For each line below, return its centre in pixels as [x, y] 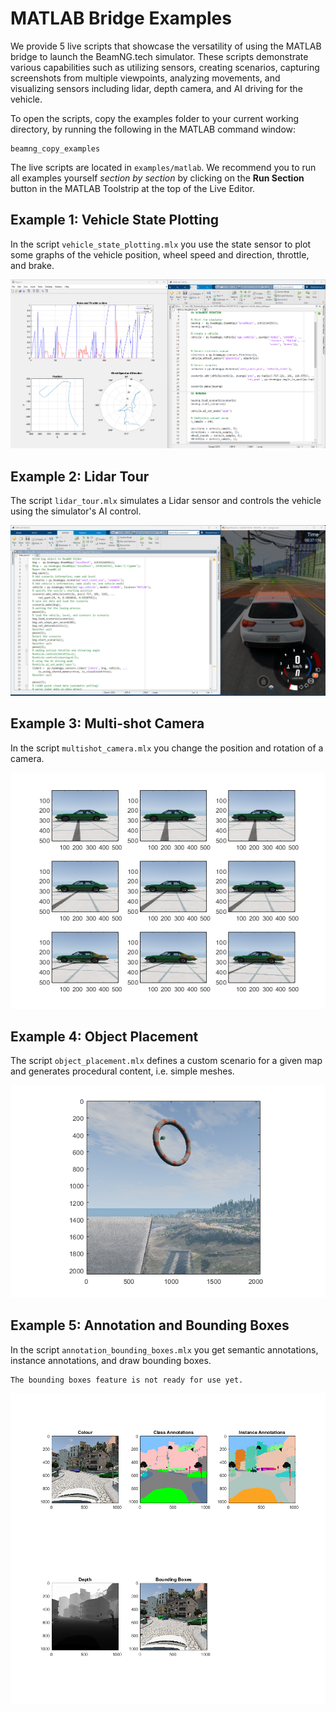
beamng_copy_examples [55, 148]
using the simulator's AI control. [76, 511]
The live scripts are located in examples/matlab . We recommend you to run [163, 167]
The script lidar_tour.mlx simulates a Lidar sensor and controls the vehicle [166, 501]
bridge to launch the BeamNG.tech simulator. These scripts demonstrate [159, 56]
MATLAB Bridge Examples [121, 18]
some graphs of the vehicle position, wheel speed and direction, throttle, [160, 254]
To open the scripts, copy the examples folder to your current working [155, 118]
